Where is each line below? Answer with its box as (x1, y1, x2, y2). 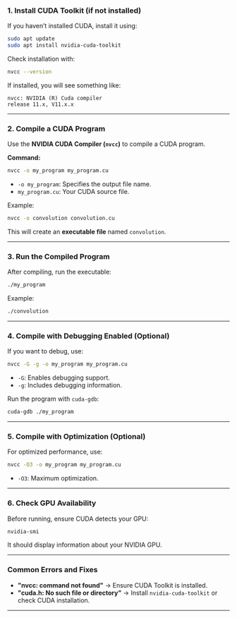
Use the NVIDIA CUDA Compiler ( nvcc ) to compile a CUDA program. (7, 140, 206, 148)
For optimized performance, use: (7, 447, 103, 456)
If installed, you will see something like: (7, 80, 121, 90)
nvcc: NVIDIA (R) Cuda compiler (7, 95, 102, 102)
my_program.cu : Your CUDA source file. (17, 188, 130, 196)
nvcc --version (7, 68, 52, 75)
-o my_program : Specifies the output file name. (17, 180, 152, 188)
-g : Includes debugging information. (17, 381, 122, 389)
